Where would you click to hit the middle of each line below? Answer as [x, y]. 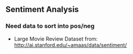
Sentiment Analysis [42, 10]
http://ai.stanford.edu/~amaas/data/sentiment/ [70, 45]
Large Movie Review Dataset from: [56, 39]
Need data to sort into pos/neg [50, 26]
